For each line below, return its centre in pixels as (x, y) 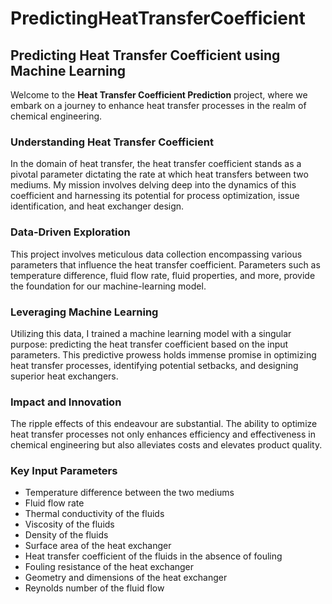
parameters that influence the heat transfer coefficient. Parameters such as (165, 264)
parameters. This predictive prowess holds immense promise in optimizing (163, 354)
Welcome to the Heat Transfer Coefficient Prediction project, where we (159, 95)
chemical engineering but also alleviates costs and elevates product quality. (166, 445)
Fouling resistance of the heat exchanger (109, 567)
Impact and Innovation (66, 402)
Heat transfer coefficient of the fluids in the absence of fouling (153, 556)
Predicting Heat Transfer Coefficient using (145, 55)
